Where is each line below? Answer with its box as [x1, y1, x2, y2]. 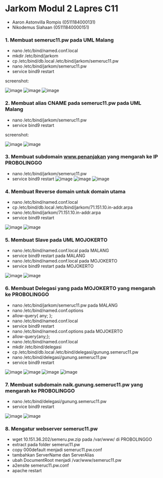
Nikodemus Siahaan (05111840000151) [12, 24, 89, 30]
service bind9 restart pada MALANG [12, 253, 85, 259]
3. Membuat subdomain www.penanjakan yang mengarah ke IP [5, 153, 158, 160]
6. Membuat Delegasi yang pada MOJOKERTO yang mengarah [5, 285, 156, 292]
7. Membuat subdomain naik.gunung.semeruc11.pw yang [5, 381, 143, 388]
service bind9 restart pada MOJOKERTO [12, 263, 94, 269]
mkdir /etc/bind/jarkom [12, 53, 59, 59]
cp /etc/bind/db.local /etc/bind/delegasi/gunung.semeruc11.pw [12, 349, 139, 355]
